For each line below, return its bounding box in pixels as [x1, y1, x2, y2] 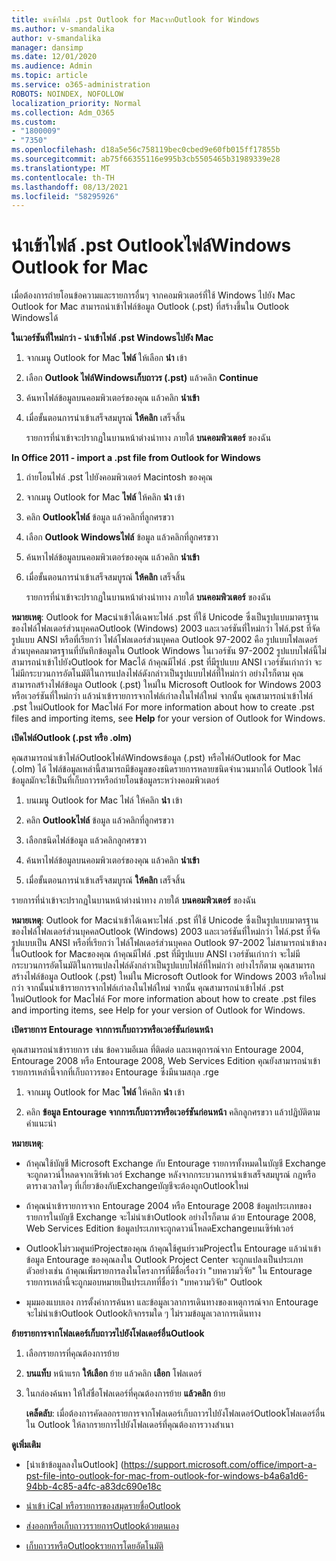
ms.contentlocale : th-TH [11, 172, 115, 183]
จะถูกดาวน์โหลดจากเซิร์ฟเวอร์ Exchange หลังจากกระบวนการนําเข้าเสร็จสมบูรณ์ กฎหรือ [25, 1169, 316, 1181]
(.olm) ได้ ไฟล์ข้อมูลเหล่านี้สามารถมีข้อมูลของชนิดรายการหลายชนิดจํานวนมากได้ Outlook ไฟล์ [11, 763, 323, 775]
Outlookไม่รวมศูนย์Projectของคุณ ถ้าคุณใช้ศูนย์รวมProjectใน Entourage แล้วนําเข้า [25, 1242, 321, 1255]
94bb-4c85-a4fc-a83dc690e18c [25, 1481, 162, 1493]
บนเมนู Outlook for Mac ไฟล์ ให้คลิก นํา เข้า [25, 794, 183, 806]
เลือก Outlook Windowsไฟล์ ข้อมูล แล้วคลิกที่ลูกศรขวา [25, 531, 219, 543]
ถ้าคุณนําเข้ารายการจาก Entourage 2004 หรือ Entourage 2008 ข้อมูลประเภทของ [25, 1200, 312, 1212]
